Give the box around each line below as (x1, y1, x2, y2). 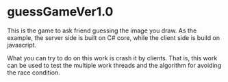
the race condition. (7, 68, 60, 77)
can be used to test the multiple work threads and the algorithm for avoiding (7, 61, 222, 69)
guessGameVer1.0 (7, 4, 114, 20)
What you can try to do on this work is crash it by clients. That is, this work (7, 54, 218, 62)
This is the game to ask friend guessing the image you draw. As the (7, 26, 197, 35)
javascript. (7, 41, 37, 49)
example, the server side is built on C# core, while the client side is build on (7, 33, 220, 41)
